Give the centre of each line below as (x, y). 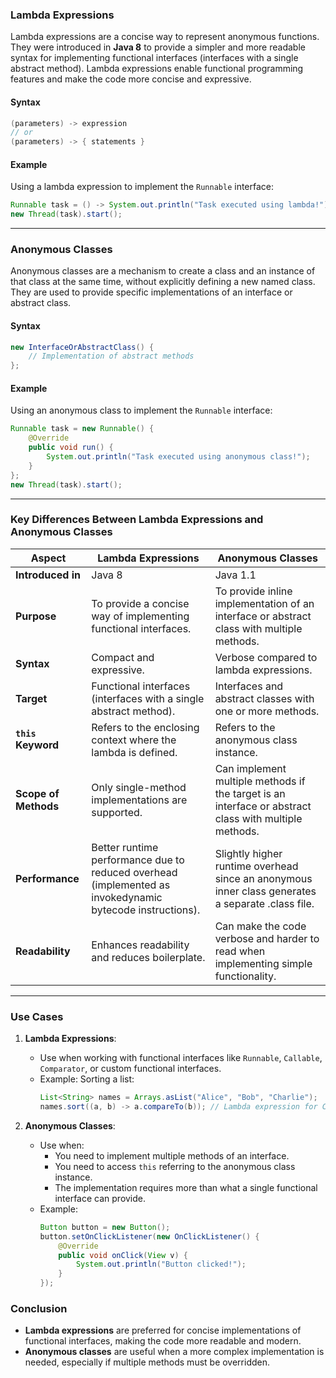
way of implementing (140, 616)
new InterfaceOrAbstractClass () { (82, 347)
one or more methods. (267, 711)
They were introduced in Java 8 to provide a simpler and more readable (158, 47)
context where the (134, 740)
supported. (117, 812)
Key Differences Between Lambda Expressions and (137, 520)
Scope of (37, 793)
